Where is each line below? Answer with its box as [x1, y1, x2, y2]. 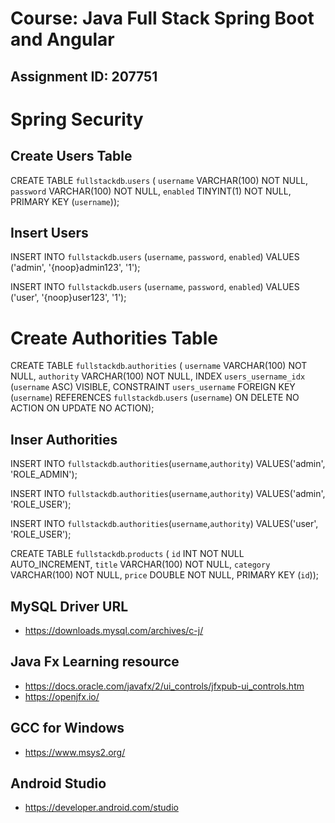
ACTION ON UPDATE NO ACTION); [10, 402, 155, 414]
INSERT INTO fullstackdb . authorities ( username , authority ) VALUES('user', [10, 518, 319, 530]
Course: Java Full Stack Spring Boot [10, 7, 315, 30]
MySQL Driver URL [10, 598, 129, 615]
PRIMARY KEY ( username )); [10, 195, 120, 207]
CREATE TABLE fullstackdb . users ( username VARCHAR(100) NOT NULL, [10, 174, 309, 186]
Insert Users [10, 224, 89, 241]
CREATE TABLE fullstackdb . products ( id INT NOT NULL [10, 548, 245, 560]
